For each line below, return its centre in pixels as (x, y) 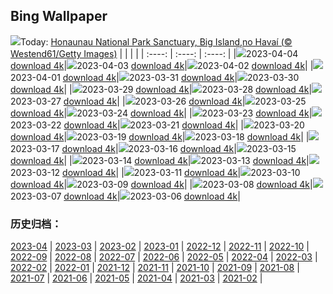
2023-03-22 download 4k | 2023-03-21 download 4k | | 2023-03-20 (157, 125)
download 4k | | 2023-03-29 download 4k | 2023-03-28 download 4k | (161, 89)
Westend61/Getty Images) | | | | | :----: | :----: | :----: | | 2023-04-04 (154, 53)
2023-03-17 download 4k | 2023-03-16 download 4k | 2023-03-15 (153, 148)
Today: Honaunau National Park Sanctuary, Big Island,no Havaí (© (156, 41)
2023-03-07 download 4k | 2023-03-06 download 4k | (125, 196)
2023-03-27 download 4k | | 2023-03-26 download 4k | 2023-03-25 (158, 101)
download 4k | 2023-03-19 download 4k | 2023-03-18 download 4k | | (160, 136)
